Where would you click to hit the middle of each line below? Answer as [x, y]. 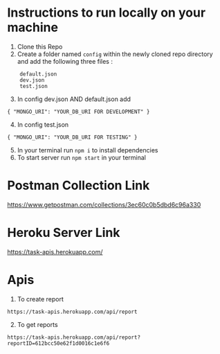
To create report [40, 299]
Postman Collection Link [79, 186]
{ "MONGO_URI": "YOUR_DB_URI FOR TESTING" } [72, 137]
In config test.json [43, 124]
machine [33, 27]
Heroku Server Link [64, 233]
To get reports [37, 324]
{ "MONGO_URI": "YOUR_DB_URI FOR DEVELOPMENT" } [79, 112]
